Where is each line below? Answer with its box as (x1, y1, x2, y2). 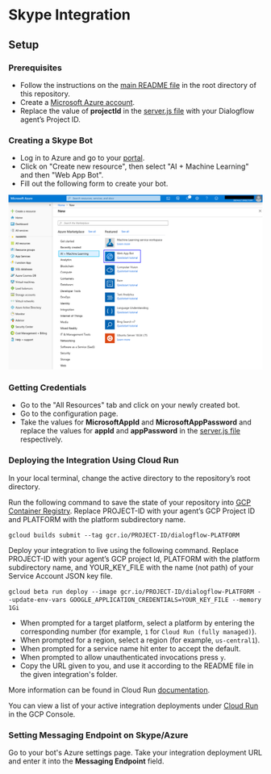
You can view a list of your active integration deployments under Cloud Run (8, 701, 259, 710)
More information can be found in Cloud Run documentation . (8, 684, 211, 695)
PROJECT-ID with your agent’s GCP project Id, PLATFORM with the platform (8, 554, 261, 563)
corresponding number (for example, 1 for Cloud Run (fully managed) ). (19, 626, 256, 636)
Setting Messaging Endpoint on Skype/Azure (8, 729, 189, 740)
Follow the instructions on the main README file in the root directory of (19, 80, 256, 90)
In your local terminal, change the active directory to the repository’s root (8, 473, 251, 483)
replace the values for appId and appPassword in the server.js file (19, 426, 240, 436)
